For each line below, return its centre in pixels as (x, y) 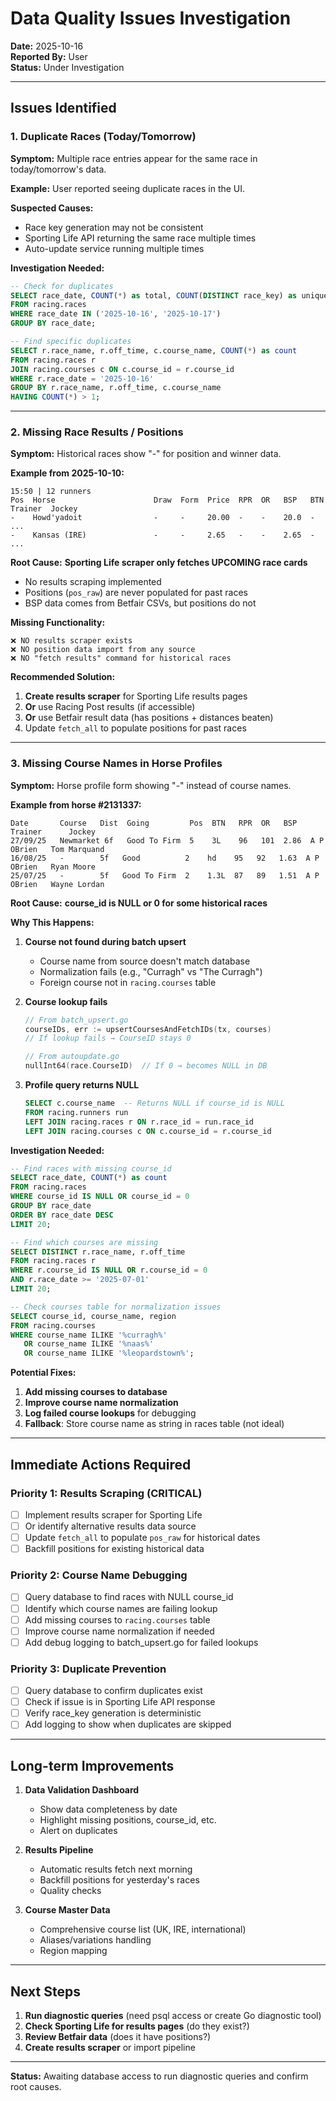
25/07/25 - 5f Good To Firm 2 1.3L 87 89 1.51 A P (165, 875)
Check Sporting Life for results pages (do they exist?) (137, 2026)
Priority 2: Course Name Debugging (99, 1575)
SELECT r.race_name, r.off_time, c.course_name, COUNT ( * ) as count (154, 350)
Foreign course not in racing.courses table (128, 982)
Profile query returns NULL (82, 1085)
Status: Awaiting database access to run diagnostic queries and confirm (159, 2076)
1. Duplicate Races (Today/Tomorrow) (103, 137)
